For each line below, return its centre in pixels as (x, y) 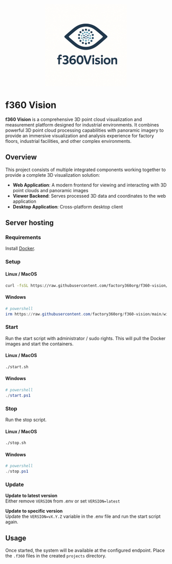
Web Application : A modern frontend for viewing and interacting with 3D (90, 185)
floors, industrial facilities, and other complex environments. (69, 141)
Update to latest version (31, 496)
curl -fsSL (17, 285)
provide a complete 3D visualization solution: (53, 175)
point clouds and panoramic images (50, 190)
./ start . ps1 (18, 395)
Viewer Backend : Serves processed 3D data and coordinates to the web (89, 196)
